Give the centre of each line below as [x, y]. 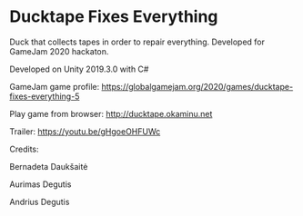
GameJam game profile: [55, 86]
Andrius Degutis [40, 201]
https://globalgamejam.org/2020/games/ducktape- [197, 86]
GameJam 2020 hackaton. [59, 51]
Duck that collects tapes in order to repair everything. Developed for [137, 42]
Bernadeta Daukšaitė [49, 166]
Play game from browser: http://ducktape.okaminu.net [111, 113]
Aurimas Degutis [40, 184]
